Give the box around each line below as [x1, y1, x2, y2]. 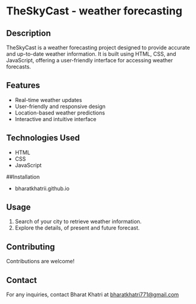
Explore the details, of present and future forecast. [14, 224, 140, 231]
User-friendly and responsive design [14, 103, 106, 110]
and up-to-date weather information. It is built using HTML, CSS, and [6, 50, 177, 58]
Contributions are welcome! [6, 258, 75, 265]
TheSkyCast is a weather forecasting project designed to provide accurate [6, 44, 191, 51]
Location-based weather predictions [14, 109, 105, 116]
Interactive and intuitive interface [14, 115, 97, 122]
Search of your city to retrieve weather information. [14, 218, 142, 225]
